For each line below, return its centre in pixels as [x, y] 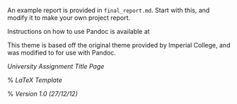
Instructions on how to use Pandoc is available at [79, 31]
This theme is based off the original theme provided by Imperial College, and [119, 45]
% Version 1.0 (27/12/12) [42, 94]
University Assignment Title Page [56, 66]
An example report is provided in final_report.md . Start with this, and [109, 10]
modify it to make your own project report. [69, 18]
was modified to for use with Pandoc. [62, 53]
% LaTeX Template [35, 80]
